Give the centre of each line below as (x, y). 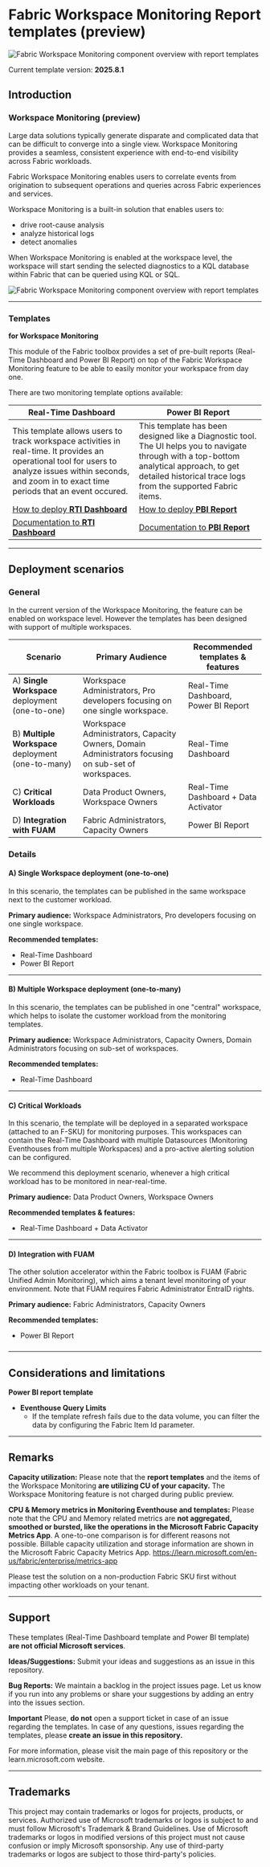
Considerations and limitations (87, 1373)
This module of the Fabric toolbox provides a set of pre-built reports (121, 351)
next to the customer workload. (60, 899)
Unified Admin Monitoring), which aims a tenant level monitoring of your (127, 1281)
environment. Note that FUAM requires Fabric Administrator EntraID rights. (131, 1289)
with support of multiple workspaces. (70, 627)
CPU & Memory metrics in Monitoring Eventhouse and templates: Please (131, 1510)
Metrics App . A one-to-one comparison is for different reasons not (119, 1535)
